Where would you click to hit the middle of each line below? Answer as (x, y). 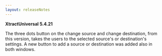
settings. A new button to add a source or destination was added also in (79, 44)
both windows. (20, 49)
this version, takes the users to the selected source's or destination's (76, 39)
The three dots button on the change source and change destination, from (81, 33)
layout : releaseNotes (28, 10)
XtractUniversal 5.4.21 (29, 24)
